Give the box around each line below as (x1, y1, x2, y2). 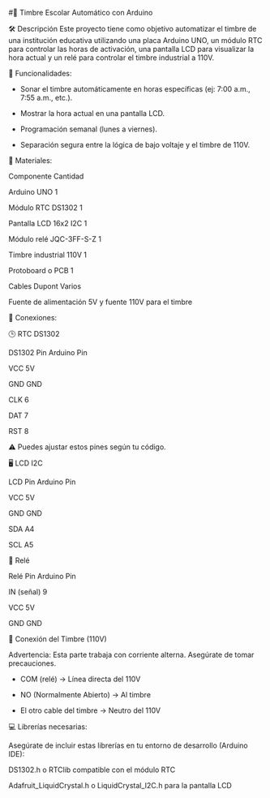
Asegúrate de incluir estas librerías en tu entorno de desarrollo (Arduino (8, 740, 249, 750)
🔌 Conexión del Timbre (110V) (8, 634, 107, 644)
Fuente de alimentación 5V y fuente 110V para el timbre (8, 297, 193, 307)
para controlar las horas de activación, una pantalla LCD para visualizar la (8, 45, 255, 54)
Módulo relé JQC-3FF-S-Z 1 (8, 234, 101, 243)
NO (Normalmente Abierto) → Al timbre (19, 690, 152, 699)
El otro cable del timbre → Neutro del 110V (19, 706, 161, 715)
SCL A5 (8, 540, 34, 549)
